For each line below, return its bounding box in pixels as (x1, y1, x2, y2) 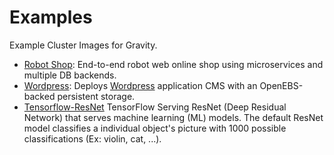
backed (23, 90, 56, 102)
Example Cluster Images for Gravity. (9, 39, 158, 51)
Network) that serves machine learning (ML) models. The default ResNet (23, 111, 324, 123)
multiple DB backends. (23, 69, 117, 81)
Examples (9, 6, 93, 29)
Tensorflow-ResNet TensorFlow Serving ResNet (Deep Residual (23, 101, 287, 113)
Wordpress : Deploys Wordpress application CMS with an (23, 79, 258, 91)
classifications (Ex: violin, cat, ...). (23, 132, 162, 145)
